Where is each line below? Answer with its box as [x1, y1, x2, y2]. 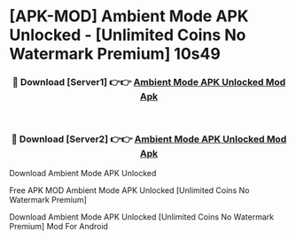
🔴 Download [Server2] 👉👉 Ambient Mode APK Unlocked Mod [11, 133, 287, 145]
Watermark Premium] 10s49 [9, 44, 222, 64]
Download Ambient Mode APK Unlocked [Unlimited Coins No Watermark [9, 211, 275, 222]
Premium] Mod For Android [9, 221, 109, 231]
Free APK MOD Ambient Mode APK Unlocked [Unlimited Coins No [9, 184, 250, 196]
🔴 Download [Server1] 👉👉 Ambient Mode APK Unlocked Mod [12, 76, 286, 89]
